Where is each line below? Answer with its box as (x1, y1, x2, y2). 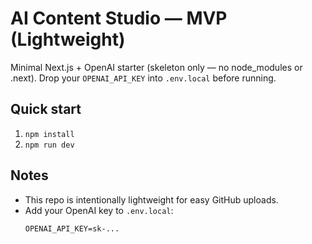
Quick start (10, 101, 82, 118)
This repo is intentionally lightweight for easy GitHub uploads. (24, 193, 279, 206)
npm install (24, 129, 75, 139)
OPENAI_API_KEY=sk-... (24, 223, 120, 234)
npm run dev (24, 140, 75, 150)
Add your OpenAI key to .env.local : (24, 204, 174, 216)
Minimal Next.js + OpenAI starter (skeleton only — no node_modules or (10, 61, 303, 73)
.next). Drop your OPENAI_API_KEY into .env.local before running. (10, 72, 277, 84)
